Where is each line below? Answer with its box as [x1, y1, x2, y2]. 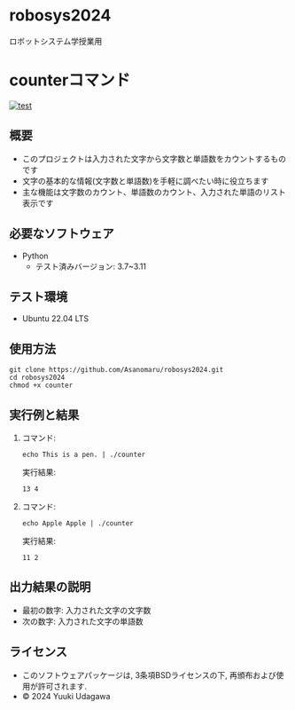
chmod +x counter [9, 381, 74, 390]
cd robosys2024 [9, 374, 66, 383]
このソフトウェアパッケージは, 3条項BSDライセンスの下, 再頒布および [21, 669, 276, 680]
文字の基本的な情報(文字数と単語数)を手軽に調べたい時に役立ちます [21, 175, 269, 186]
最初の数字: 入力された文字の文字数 [21, 604, 151, 615]
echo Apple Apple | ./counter [21, 518, 135, 528]
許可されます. [37, 681, 87, 691]
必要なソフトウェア [9, 226, 114, 241]
